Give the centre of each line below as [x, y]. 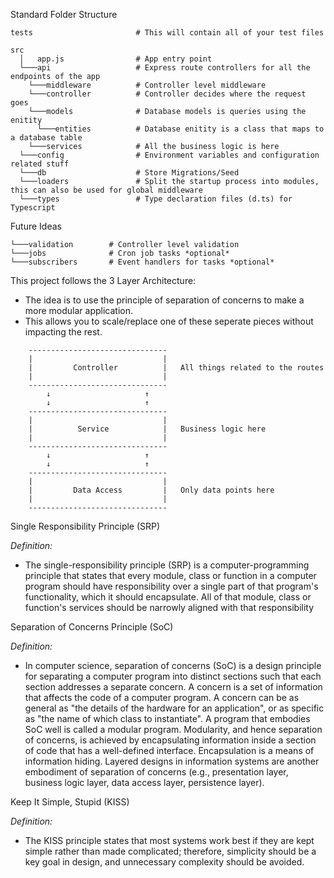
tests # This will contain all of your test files [167, 33]
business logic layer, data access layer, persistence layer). [144, 782]
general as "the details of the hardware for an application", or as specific [174, 708]
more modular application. [79, 310]
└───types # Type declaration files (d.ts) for [156, 199]
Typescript [33, 208]
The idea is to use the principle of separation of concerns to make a [164, 300]
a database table [46, 138]
